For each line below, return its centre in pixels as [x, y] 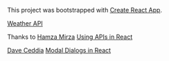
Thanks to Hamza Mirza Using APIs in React [70, 37]
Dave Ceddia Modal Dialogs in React [59, 50]
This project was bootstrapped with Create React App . [85, 10]
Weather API [25, 23]
